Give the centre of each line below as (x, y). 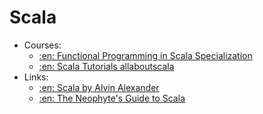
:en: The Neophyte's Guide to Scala (112, 98)
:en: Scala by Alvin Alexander (99, 87)
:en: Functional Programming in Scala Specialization (145, 55)
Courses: (42, 45)
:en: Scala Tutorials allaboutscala (106, 66)
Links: (36, 77)
